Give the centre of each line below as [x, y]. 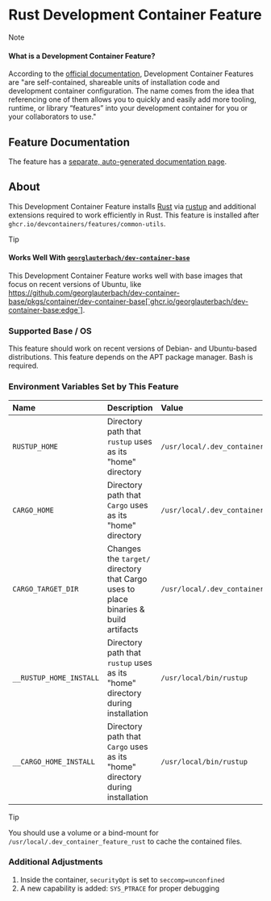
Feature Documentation [69, 142]
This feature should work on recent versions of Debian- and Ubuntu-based [133, 348]
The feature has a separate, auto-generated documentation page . [118, 161]
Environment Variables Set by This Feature [94, 387]
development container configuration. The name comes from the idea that [131, 91]
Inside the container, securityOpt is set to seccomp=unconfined [122, 879]
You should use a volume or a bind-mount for [83, 832]
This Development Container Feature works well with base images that [126, 276]
